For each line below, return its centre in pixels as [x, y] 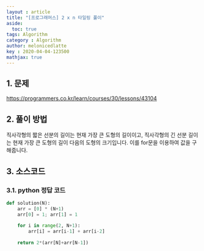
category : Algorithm [34, 40]
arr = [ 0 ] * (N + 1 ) [41, 209]
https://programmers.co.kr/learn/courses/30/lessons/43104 [82, 99]
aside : [15, 23]
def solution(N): [28, 203]
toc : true [24, 29]
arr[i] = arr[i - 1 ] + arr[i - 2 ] [67, 232]
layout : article [28, 12]
